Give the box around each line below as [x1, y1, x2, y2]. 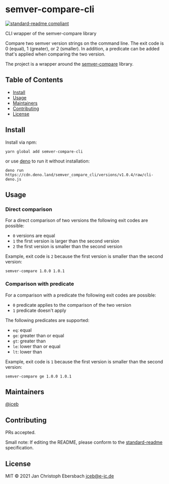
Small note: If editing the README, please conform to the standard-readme [5, 439, 163, 445]
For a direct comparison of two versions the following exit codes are [5, 218, 149, 224]
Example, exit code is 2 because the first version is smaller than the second [5, 253, 163, 259]
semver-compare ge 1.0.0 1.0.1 [5, 373, 72, 379]
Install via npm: [5, 139, 37, 145]
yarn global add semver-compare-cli [5, 149, 83, 154]
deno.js [5, 177, 22, 182]
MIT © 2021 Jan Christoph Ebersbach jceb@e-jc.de [5, 473, 115, 479]
